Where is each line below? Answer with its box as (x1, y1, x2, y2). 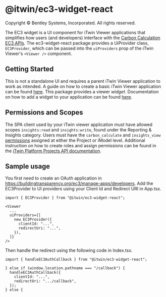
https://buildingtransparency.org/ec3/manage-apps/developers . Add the (5, 180, 154, 186)
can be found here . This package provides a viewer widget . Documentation (5, 88, 159, 95)
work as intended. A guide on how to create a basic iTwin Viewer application (5, 83, 161, 89)
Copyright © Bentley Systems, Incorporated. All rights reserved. (5, 20, 136, 26)
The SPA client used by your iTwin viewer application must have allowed (5, 121, 153, 127)
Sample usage (5, 162, 51, 171)
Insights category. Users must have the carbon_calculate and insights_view (5, 132, 161, 138)
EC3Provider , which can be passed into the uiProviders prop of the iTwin (5, 45, 154, 51)
